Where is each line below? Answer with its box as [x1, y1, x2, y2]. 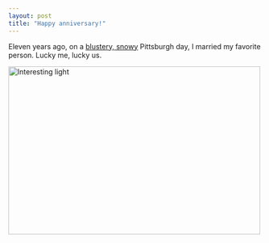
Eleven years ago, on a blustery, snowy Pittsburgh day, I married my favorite [8, 41, 261, 51]
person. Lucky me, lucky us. [8, 50, 102, 60]
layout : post [8, 11, 52, 20]
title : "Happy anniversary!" [8, 19, 106, 27]
